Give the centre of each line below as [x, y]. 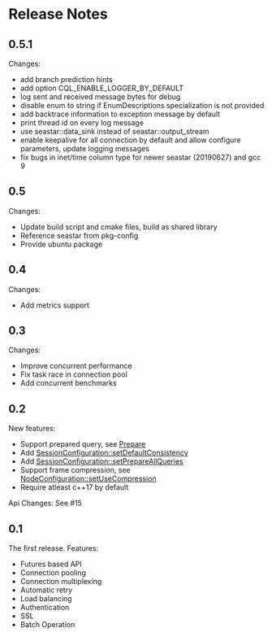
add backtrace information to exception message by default [120, 114]
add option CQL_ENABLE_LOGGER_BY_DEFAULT [102, 88]
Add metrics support [54, 305]
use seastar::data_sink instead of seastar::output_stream [114, 131]
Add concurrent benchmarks [68, 383]
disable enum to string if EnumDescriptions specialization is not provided [142, 105]
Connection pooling [53, 573]
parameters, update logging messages [85, 148]
